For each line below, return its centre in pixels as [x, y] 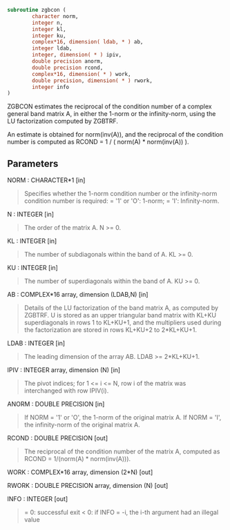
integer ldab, [52, 48]
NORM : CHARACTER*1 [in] [46, 180]
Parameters [33, 163]
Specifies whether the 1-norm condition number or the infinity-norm [121, 194]
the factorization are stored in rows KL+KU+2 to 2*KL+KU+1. [110, 330]
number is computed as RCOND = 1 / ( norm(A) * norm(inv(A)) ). [98, 142]
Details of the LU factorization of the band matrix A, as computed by [121, 308]
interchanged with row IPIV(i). [66, 391]
